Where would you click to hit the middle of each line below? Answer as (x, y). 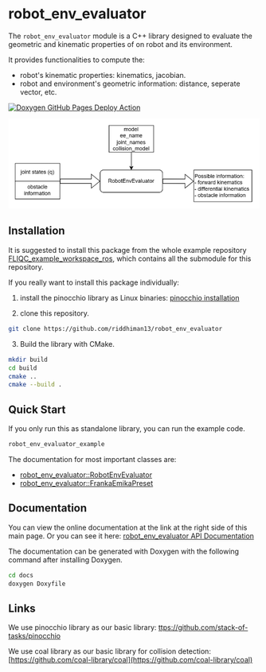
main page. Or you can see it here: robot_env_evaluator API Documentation (131, 536)
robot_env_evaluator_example (57, 445)
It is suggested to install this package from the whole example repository (127, 250)
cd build (23, 368)
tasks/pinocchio (35, 636)
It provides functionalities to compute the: (76, 60)
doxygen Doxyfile (37, 584)
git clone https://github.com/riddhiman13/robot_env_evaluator (115, 328)
